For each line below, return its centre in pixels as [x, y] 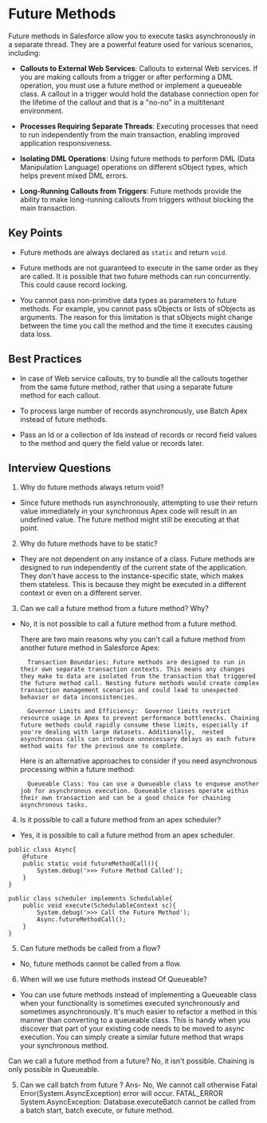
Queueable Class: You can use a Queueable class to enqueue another [143, 784]
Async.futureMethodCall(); [82, 920]
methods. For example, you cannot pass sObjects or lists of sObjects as [137, 309]
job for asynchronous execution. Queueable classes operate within [134, 791]
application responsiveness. [66, 143]
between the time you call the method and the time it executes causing [136, 325]
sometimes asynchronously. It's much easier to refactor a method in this [138, 1012]
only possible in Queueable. [54, 1070]
